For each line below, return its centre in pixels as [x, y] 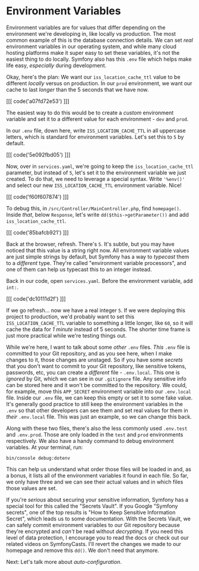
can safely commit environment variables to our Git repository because [93, 525]
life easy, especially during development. [56, 65]
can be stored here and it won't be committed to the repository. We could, [97, 385]
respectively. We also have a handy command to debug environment [90, 441]
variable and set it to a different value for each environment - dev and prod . [97, 119]
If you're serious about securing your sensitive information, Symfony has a [97, 500]
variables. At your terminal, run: [45, 447]
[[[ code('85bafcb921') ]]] [38, 232]
